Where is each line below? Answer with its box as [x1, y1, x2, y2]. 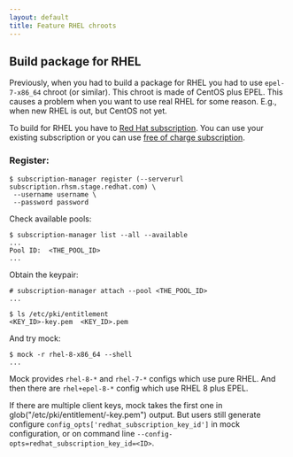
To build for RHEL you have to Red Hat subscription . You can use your [9, 123, 264, 134]
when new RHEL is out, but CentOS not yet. [9, 105, 168, 116]
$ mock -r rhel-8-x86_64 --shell [9, 350, 133, 359]
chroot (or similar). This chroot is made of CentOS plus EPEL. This [42, 87, 283, 97]
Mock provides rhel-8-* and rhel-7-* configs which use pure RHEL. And [9, 373, 276, 383]
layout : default [9, 12, 69, 22]
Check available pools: [9, 213, 92, 224]
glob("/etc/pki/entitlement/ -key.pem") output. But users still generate [9, 409, 261, 420]
